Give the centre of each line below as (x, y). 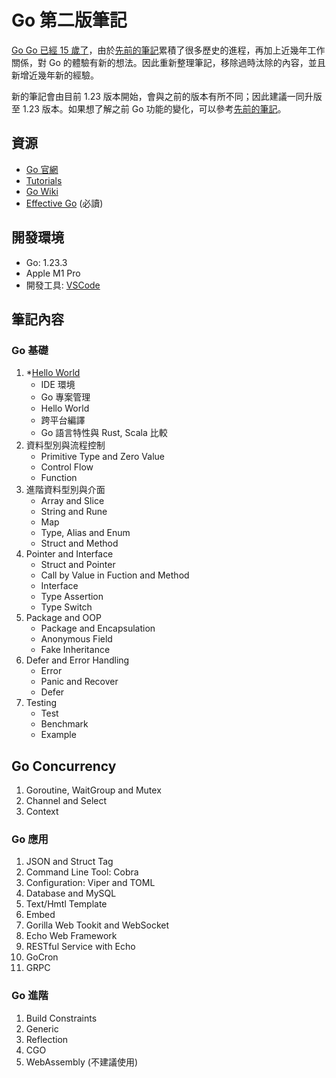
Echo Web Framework (71, 936)
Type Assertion (72, 597)
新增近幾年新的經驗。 (55, 75)
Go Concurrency (64, 766)
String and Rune (74, 512)
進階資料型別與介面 (65, 490)
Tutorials (44, 180)
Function (59, 478)
